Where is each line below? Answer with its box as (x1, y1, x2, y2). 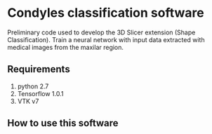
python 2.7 (17, 82, 49, 91)
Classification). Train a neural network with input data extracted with (7, 35, 205, 43)
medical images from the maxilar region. (7, 43, 124, 51)
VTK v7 (17, 97, 39, 105)
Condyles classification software (7, 5, 205, 21)
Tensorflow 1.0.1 (17, 89, 64, 98)
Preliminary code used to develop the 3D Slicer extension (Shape (7, 28, 196, 36)
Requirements (7, 63, 70, 75)
